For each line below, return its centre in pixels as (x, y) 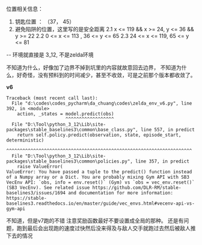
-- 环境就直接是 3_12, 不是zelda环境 (50, 55)
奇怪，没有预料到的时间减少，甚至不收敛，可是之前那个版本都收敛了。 (109, 75)
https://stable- (26, 198)
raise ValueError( (40, 167)
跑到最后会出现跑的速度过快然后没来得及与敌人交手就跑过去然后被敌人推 (106, 228)
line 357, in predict (162, 161)
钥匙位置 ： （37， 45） (45, 22)
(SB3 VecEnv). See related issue (48, 188)
